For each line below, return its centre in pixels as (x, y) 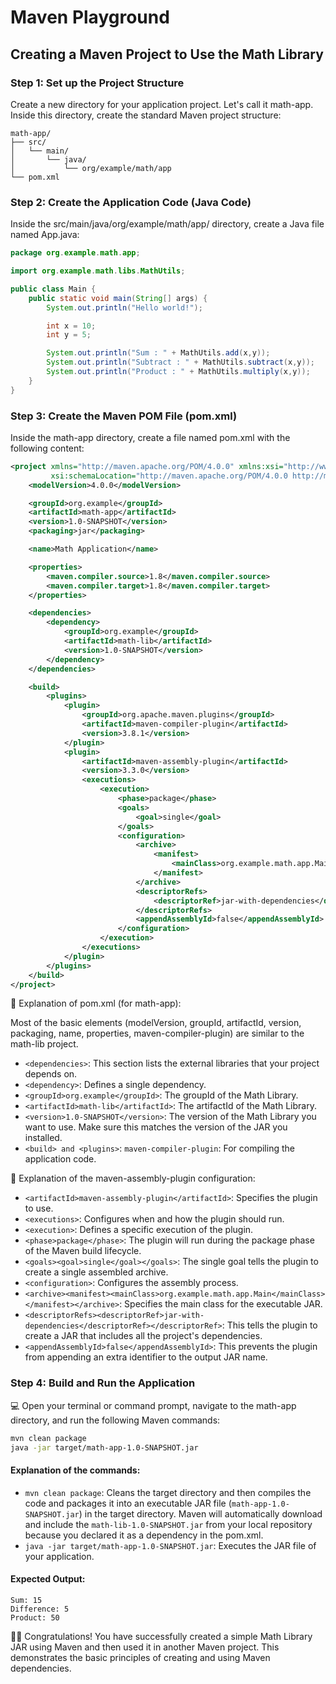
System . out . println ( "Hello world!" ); (124, 307)
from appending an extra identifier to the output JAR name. (146, 1357)
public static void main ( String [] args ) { (118, 298)
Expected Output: (48, 1579)
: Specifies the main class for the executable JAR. (221, 1304)
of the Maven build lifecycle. (83, 1251)
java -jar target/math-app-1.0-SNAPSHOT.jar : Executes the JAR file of (170, 1545)
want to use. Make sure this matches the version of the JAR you (156, 1127)
